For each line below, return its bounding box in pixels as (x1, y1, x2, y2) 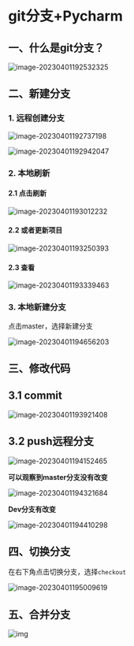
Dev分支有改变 (8, 504, 57, 514)
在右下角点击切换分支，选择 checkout (8, 567, 127, 577)
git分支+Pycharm (8, 7, 124, 25)
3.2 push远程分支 (8, 435, 95, 448)
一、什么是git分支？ (8, 41, 105, 54)
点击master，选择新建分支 (8, 321, 93, 331)
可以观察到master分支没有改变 (8, 472, 108, 481)
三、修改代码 (8, 362, 71, 375)
